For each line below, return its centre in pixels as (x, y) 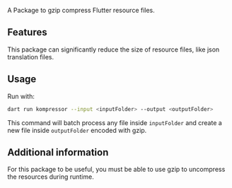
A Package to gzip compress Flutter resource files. (81, 10)
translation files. (31, 57)
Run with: (21, 96)
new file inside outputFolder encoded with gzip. (77, 130)
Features (27, 32)
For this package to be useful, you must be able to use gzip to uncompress (116, 170)
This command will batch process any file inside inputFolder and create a (115, 122)
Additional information (58, 152)
